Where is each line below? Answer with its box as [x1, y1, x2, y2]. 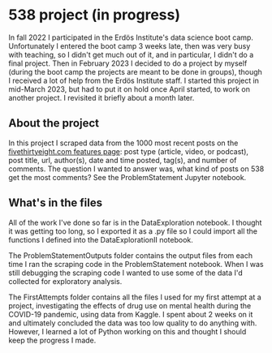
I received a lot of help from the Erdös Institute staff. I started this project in [8, 75, 260, 85]
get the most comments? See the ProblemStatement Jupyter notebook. [8, 172, 247, 182]
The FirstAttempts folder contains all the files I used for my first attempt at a [8, 292, 261, 302]
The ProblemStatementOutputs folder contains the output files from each [8, 250, 253, 260]
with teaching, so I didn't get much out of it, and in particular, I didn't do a [8, 50, 254, 59]
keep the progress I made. [8, 335, 97, 345]
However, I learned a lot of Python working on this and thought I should [8, 326, 247, 336]
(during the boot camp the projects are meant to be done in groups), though [8, 67, 262, 76]
